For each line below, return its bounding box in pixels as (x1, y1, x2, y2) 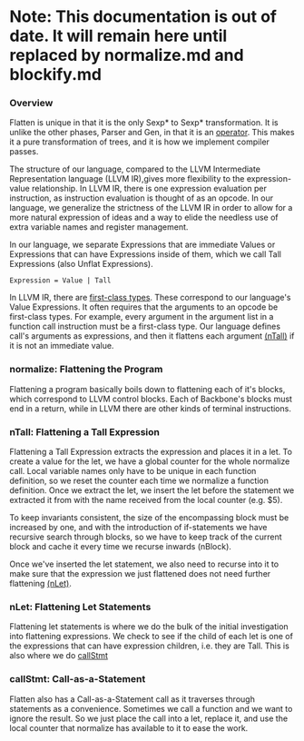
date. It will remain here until (9, 25, 228, 46)
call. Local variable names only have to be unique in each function (9, 466, 257, 477)
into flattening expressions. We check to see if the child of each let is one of (9, 631, 293, 642)
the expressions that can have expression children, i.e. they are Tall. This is (9, 640, 290, 651)
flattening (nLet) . (9, 578, 73, 589)
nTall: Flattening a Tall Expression (9, 425, 161, 438)
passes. (9, 146, 39, 157)
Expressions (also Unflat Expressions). (9, 259, 153, 270)
